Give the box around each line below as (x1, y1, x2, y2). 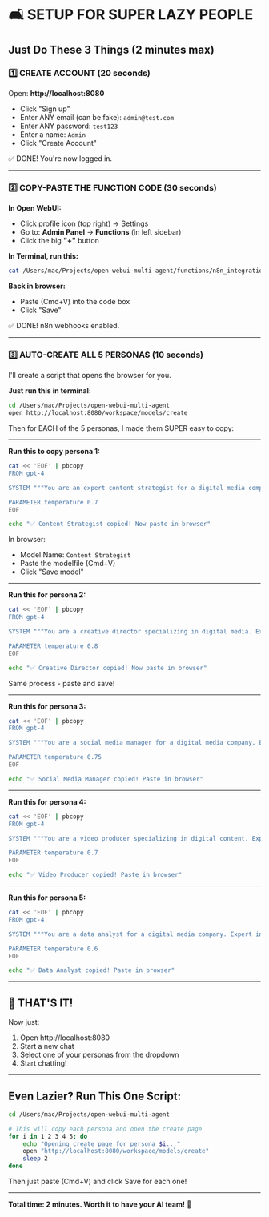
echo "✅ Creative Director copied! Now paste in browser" (8, 664, 207, 672)
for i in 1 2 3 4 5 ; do (8, 1132, 88, 1140)
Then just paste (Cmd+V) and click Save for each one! (8, 1177, 187, 1187)
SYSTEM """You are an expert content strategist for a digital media (8, 484, 246, 492)
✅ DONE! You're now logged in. (8, 153, 113, 163)
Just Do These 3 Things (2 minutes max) (8, 42, 215, 56)
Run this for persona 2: (8, 590, 86, 600)
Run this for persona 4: (8, 797, 86, 806)
